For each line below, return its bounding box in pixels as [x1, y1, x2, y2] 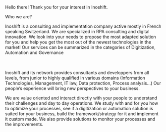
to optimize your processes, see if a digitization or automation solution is [5, 106, 154, 111]
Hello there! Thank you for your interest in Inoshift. [5, 4, 108, 10]
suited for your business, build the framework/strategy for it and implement [5, 111, 159, 117]
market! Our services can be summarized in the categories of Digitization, [5, 44, 156, 50]
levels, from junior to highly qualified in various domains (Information [5, 75, 145, 81]
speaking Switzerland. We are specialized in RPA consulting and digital [5, 29, 150, 34]
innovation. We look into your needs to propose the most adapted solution [5, 34, 156, 40]
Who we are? [5, 14, 32, 19]
